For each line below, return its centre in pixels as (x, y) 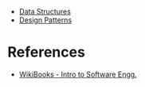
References (46, 52)
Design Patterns (45, 20)
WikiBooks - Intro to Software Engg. (78, 74)
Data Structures (45, 12)
